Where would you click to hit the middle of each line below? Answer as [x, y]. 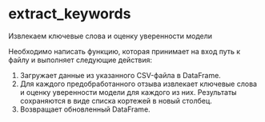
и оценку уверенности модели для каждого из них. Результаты [128, 92]
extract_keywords [70, 14]
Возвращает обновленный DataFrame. [85, 109]
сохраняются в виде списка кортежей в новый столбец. [116, 100]
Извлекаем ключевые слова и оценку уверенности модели [110, 36]
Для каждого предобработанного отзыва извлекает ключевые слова [139, 84]
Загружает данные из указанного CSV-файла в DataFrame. [120, 75]
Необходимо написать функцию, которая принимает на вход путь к [124, 51]
